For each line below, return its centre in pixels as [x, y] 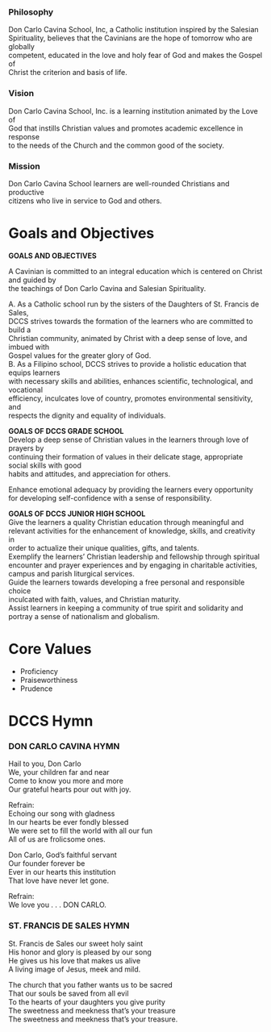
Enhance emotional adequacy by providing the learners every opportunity [131, 489]
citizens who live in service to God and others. [85, 201]
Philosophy [31, 12]
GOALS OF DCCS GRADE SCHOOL [66, 431]
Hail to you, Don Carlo [45, 764]
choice [20, 590]
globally [21, 47]
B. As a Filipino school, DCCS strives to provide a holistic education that [127, 364]
